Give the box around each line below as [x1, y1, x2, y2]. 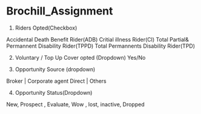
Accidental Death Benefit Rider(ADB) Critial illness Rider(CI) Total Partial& [6, 36, 189, 43]
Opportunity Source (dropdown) [15, 65, 96, 73]
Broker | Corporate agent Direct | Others [6, 77, 107, 84]
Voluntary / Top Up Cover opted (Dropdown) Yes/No [15, 54, 146, 61]
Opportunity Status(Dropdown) [15, 89, 93, 96]
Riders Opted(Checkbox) [15, 24, 77, 31]
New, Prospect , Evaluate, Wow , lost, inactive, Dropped [6, 101, 145, 108]
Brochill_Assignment [6, 4, 113, 18]
